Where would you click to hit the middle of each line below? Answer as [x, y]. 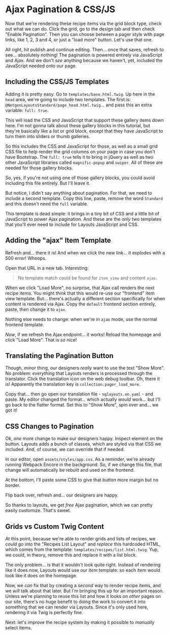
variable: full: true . [27, 110]
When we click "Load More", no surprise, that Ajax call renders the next [80, 287]
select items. [19, 628]
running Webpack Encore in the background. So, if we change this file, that [84, 465]
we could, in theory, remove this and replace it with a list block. [71, 555]
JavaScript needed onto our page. [41, 66]
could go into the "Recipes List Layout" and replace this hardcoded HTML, [83, 544]
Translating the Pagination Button [59, 355]
